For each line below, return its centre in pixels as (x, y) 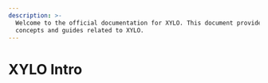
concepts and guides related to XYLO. (80, 30)
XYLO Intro (45, 69)
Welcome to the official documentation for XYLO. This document (124, 23)
